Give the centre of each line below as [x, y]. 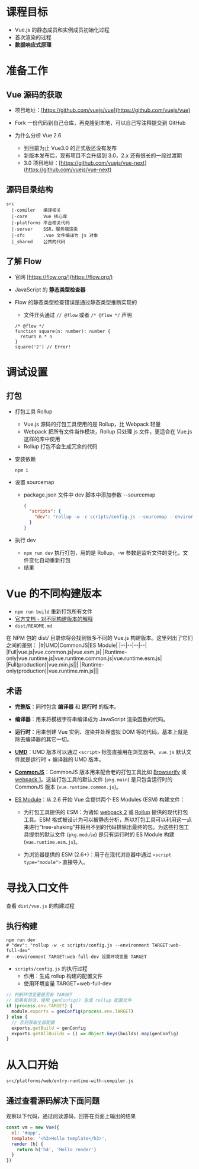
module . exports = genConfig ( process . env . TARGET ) [73, 1011]
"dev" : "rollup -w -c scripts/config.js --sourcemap [101, 517]
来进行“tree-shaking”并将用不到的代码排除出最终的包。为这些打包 [104, 827]
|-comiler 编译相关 [36, 210]
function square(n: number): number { [62, 331]
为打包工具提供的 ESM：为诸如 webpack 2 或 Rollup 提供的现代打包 [106, 812]
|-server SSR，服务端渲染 [45, 229]
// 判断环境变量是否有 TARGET [39, 995]
